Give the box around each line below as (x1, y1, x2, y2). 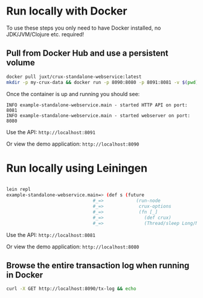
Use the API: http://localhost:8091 (6, 128, 95, 135)
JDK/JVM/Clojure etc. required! (6, 30, 85, 37)
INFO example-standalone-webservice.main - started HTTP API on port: (6, 102, 188, 108)
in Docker (6, 270, 43, 280)
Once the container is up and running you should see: (6, 90, 140, 97)
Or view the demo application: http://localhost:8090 (6, 140, 140, 147)
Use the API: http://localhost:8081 (6, 231, 95, 238)
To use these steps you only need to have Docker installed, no (6, 24, 161, 31)
